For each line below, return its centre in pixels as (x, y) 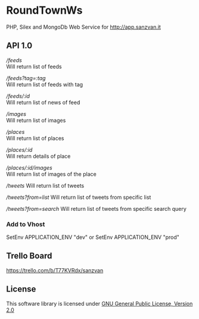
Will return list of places (35, 138)
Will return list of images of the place (51, 174)
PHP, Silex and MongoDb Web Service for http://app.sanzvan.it (83, 27)
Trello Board (29, 256)
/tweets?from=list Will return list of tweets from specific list (79, 197)
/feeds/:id (18, 96)
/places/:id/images (29, 167)
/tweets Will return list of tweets (45, 185)
